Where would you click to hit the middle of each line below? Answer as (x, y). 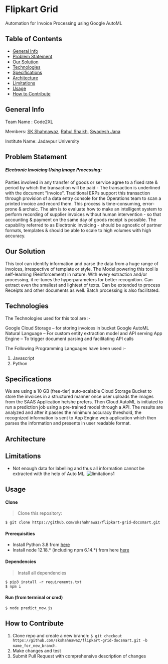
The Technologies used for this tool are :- (48, 318)
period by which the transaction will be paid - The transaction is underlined (83, 187)
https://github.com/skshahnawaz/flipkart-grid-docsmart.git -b (80, 640)
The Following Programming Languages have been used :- (66, 348)
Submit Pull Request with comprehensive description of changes (79, 656)
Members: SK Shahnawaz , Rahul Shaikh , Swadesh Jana (63, 131)
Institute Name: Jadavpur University (42, 141)
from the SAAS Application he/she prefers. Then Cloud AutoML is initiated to (84, 402)
